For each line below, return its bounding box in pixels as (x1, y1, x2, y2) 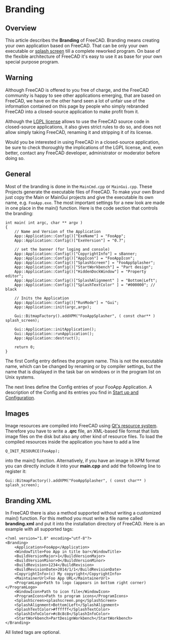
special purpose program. (5, 59, 59, 64)
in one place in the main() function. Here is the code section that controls (5, 205, 158, 211)
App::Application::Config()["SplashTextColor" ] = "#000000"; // (14, 282, 156, 287)
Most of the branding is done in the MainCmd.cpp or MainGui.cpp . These (5, 183, 152, 189)
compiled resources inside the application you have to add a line (5, 439, 140, 445)
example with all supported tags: (5, 526, 74, 532)
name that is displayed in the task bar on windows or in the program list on (5, 368, 161, 375)
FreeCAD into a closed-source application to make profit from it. (5, 108, 140, 115)
